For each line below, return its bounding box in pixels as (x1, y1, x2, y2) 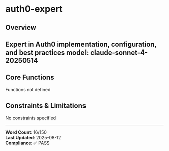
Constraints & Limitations (5, 102, 87, 110)
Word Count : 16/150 (5, 129, 47, 135)
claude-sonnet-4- (90, 48, 148, 57)
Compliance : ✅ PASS (5, 140, 50, 146)
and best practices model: (5, 48, 89, 57)
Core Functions (5, 73, 54, 82)
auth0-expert (5, 3, 63, 15)
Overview (5, 23, 37, 32)
